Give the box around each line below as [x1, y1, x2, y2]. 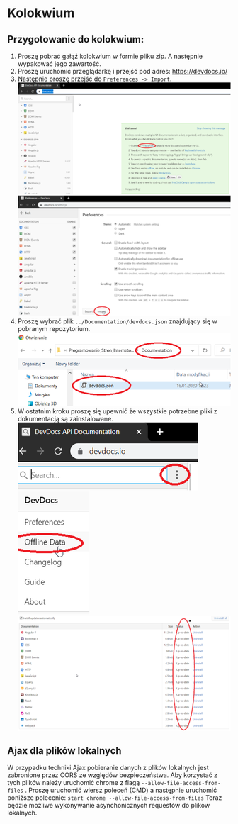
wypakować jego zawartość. [17, 60, 101, 68]
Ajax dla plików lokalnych [7, 745, 122, 757]
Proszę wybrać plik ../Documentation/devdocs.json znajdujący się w [17, 317, 217, 325]
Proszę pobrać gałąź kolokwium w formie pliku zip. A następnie [17, 52, 203, 60]
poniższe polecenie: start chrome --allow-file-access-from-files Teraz [7, 794, 222, 802]
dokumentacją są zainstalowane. [17, 414, 113, 423]
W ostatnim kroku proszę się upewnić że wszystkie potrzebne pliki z [17, 406, 217, 416]
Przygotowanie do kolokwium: [7, 33, 144, 45]
